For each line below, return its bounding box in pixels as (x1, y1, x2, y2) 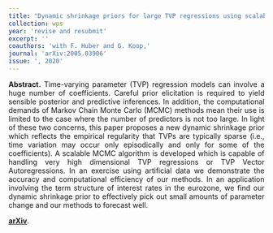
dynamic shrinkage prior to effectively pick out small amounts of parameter (8, 192, 265, 201)
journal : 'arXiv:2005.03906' (8, 50, 107, 58)
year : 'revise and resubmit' (8, 27, 107, 35)
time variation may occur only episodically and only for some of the (8, 140, 265, 149)
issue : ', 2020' (8, 58, 63, 66)
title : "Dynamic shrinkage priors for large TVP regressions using (8, 11, 242, 20)
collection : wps (8, 19, 63, 28)
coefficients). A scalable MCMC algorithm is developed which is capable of (8, 148, 265, 158)
